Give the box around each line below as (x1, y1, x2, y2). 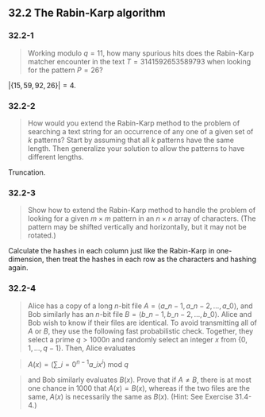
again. (8, 263, 29, 272)
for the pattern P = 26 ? (27, 65, 103, 75)
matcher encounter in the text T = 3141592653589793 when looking (27, 56, 252, 66)
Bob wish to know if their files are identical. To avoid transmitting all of (27, 318, 258, 327)
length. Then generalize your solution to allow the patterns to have (27, 143, 245, 153)
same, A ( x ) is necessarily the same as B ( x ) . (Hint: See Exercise (27, 392, 233, 402)
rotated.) (27, 230, 57, 241)
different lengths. (27, 152, 85, 161)
